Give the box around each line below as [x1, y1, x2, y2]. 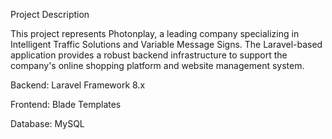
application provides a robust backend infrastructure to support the [10, 49, 288, 61]
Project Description [10, 9, 90, 20]
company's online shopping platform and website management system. [10, 60, 305, 71]
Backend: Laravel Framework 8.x [10, 79, 146, 91]
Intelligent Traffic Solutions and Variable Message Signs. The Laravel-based [10, 39, 323, 50]
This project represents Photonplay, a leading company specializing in [10, 28, 300, 39]
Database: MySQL [10, 118, 85, 129]
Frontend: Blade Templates [10, 99, 122, 110]
